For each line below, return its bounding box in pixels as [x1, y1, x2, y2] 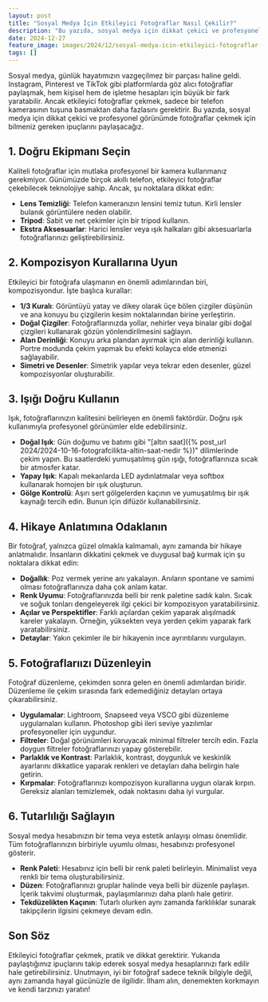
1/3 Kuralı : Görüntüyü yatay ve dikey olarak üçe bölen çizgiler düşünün [19, 301, 253, 310]
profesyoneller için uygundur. [19, 727, 116, 737]
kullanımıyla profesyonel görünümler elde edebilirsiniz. [8, 421, 187, 432]
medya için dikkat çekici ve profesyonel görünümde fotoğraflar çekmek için [8, 114, 257, 122]
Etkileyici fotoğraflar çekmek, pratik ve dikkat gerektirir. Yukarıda [8, 950, 221, 960]
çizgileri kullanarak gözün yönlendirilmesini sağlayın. [19, 326, 193, 336]
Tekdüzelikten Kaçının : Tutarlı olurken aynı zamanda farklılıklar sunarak [19, 897, 257, 907]
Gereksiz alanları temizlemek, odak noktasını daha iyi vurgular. [19, 787, 225, 796]
